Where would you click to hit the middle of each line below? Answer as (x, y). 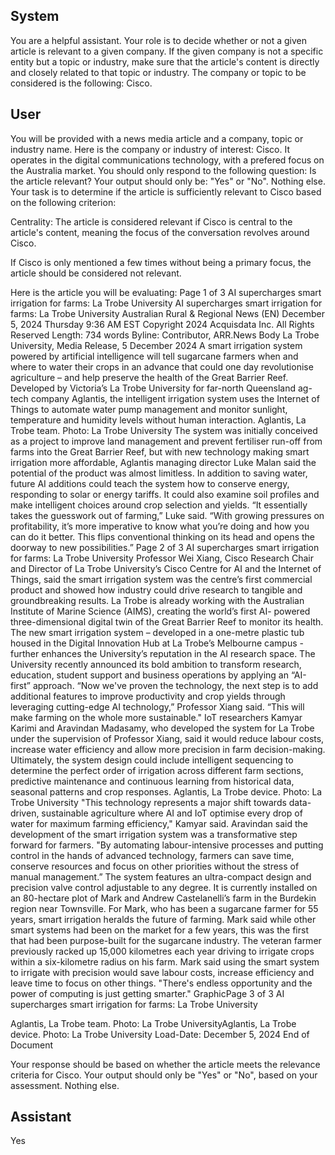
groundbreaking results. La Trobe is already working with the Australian (157, 600)
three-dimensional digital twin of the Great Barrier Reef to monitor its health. (167, 621)
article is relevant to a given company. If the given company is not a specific (167, 51)
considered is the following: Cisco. (81, 83)
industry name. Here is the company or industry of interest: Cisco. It (150, 149)
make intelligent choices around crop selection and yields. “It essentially (159, 505)
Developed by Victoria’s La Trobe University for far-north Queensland (153, 388)
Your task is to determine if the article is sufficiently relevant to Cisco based (166, 191)
